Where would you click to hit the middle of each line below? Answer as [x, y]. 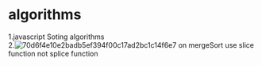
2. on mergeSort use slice [131, 45]
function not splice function [53, 53]
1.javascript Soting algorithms [56, 37]
